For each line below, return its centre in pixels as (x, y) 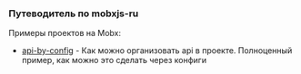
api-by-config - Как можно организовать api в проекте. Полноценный (157, 51)
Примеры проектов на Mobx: (65, 33)
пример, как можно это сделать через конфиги (114, 60)
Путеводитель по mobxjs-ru (74, 14)
